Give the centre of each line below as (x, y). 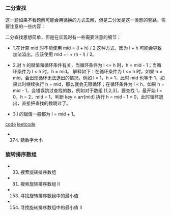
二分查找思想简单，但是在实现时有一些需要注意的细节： (63, 37)
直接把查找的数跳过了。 (46, 103)
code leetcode (20, 124)
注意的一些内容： (27, 26)
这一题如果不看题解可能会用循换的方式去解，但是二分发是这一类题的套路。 (83, 20)
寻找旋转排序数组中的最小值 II (51, 207)
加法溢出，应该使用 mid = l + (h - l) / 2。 (55, 54)
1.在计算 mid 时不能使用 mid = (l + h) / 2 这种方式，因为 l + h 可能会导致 (87, 48)
